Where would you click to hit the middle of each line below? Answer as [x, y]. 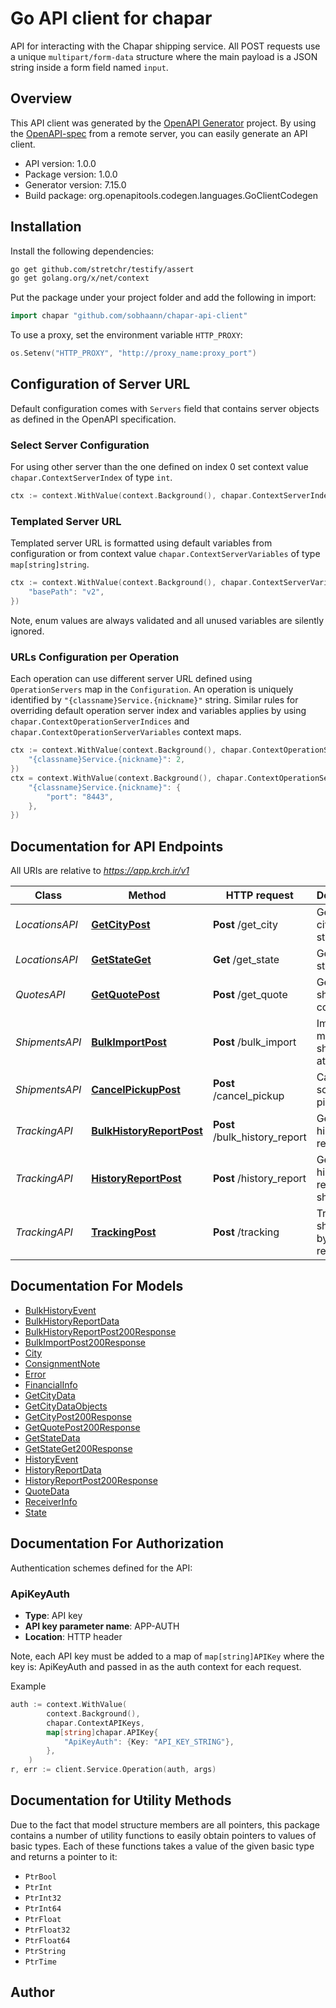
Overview [41, 98]
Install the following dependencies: [82, 251]
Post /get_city [245, 925]
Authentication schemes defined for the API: [101, 1568]
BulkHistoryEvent [60, 1310]
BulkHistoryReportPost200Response [100, 1331]
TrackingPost [124, 1232]
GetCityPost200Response [78, 1416]
